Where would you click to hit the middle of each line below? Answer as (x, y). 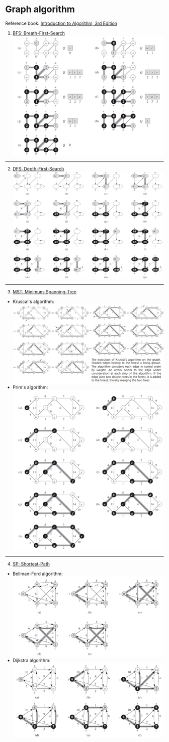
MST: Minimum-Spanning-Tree (45, 291)
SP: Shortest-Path (31, 564)
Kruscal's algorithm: (33, 301)
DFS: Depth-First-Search (38, 169)
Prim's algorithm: (30, 387)
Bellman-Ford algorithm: (37, 574)
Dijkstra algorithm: (31, 661)
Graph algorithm (40, 9)
